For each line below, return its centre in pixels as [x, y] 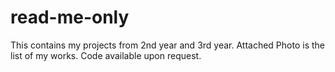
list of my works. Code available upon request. [106, 55]
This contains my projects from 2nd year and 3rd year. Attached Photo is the [167, 45]
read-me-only [70, 17]
